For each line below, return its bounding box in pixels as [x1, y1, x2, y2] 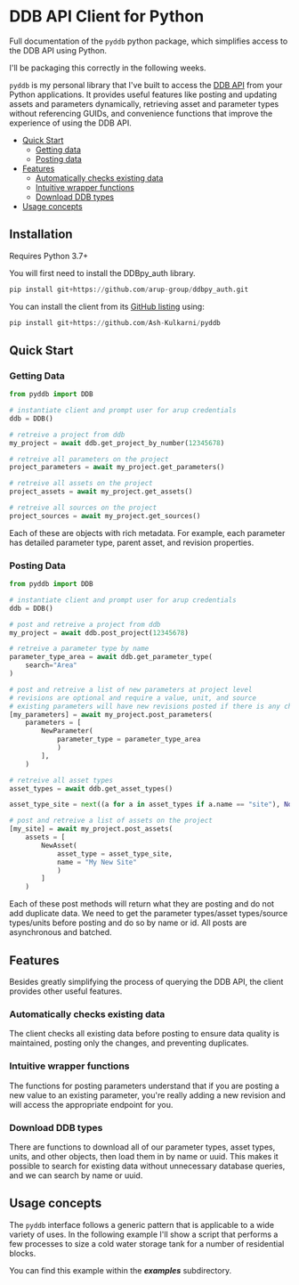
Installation [9, 227, 73, 242]
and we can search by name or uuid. [9, 1169, 143, 1181]
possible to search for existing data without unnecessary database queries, [9, 1160, 286, 1171]
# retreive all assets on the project [9, 479, 153, 488]
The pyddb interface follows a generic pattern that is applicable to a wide [9, 1219, 274, 1230]
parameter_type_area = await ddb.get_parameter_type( [9, 653, 214, 662]
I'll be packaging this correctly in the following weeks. [9, 62, 206, 73]
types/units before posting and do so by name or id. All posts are [9, 917, 247, 928]
